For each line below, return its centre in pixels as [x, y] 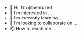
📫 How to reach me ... [33, 28]
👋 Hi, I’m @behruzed [31, 8]
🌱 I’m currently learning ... [36, 18]
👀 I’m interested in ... [31, 13]
